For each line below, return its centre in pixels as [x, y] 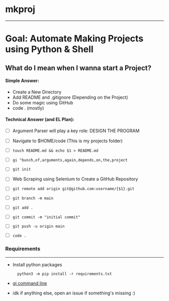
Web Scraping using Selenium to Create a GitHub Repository [75, 179]
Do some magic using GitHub [43, 102]
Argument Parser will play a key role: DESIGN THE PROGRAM [76, 131]
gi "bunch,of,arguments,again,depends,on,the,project [70, 160]
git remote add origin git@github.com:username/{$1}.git [73, 189]
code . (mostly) [28, 108]
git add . [23, 208]
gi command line [30, 283]
